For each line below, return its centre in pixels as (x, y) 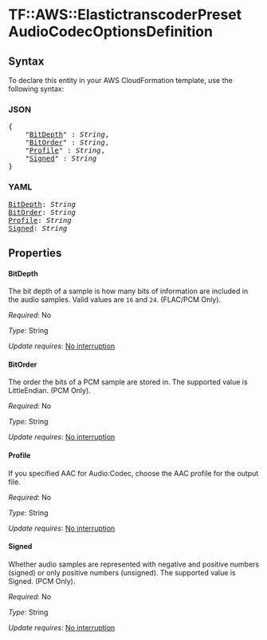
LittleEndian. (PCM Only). (50, 391)
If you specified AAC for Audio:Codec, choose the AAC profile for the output (133, 473)
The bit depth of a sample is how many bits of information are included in (128, 291)
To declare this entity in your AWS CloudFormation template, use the (120, 80)
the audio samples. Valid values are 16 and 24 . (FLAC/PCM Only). (115, 300)
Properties (35, 253)
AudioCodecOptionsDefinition (111, 32)
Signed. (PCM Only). (42, 581)
